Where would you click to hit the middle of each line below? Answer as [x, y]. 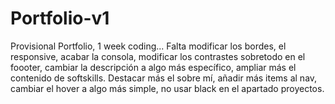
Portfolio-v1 [60, 18]
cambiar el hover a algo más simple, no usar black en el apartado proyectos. [167, 88]
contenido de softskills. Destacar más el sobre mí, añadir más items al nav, [164, 78]
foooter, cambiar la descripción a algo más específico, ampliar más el [153, 67]
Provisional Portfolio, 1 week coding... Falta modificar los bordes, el [148, 46]
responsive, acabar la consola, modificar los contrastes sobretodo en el [158, 56]
